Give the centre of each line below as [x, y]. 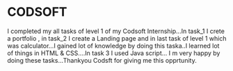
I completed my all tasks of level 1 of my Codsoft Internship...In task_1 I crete [116, 31]
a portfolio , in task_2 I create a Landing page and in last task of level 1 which [117, 38]
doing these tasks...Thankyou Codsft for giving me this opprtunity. [102, 60]
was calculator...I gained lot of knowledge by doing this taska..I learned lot [113, 45]
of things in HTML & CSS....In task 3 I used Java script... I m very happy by [114, 53]
